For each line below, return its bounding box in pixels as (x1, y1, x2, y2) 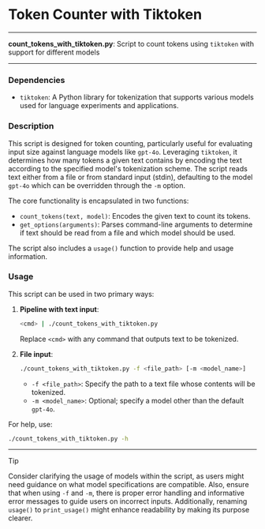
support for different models (8, 47, 100, 57)
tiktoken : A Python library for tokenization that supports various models (19, 92, 254, 102)
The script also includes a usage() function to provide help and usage (8, 243, 234, 253)
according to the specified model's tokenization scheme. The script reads (8, 163, 248, 173)
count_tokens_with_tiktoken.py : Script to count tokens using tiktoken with (8, 39, 255, 48)
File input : (19, 349, 54, 358)
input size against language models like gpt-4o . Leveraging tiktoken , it (8, 147, 238, 156)
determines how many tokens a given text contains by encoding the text (8, 156, 243, 165)
